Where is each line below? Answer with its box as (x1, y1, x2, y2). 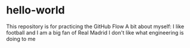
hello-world (6, 4, 66, 17)
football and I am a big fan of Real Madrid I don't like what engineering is (6, 29, 184, 36)
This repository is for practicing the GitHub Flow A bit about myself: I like (6, 23, 185, 30)
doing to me (6, 35, 36, 42)
